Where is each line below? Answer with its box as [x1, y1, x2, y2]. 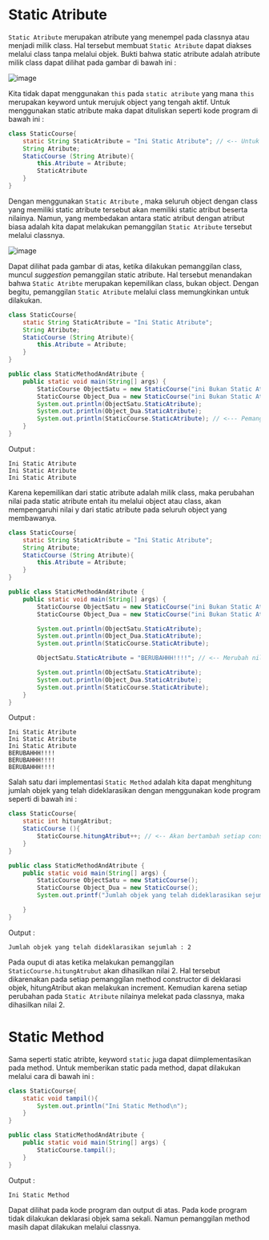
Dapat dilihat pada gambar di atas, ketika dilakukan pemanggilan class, [8, 261, 243, 271]
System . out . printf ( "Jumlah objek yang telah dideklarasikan [37, 892, 242, 900]
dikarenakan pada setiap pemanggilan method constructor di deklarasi [8, 974, 242, 984]
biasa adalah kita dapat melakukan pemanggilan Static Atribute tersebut [8, 222, 252, 231]
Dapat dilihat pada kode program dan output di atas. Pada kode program [8, 1205, 247, 1214]
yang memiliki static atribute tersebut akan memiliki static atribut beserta [8, 204, 248, 214]
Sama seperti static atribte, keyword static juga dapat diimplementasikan [8, 1054, 252, 1064]
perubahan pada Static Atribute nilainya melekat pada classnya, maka [8, 991, 245, 1000]
